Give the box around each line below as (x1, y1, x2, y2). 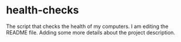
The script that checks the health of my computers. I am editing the (6, 23, 169, 30)
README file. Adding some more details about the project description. (6, 29, 176, 36)
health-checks (6, 3, 79, 17)
